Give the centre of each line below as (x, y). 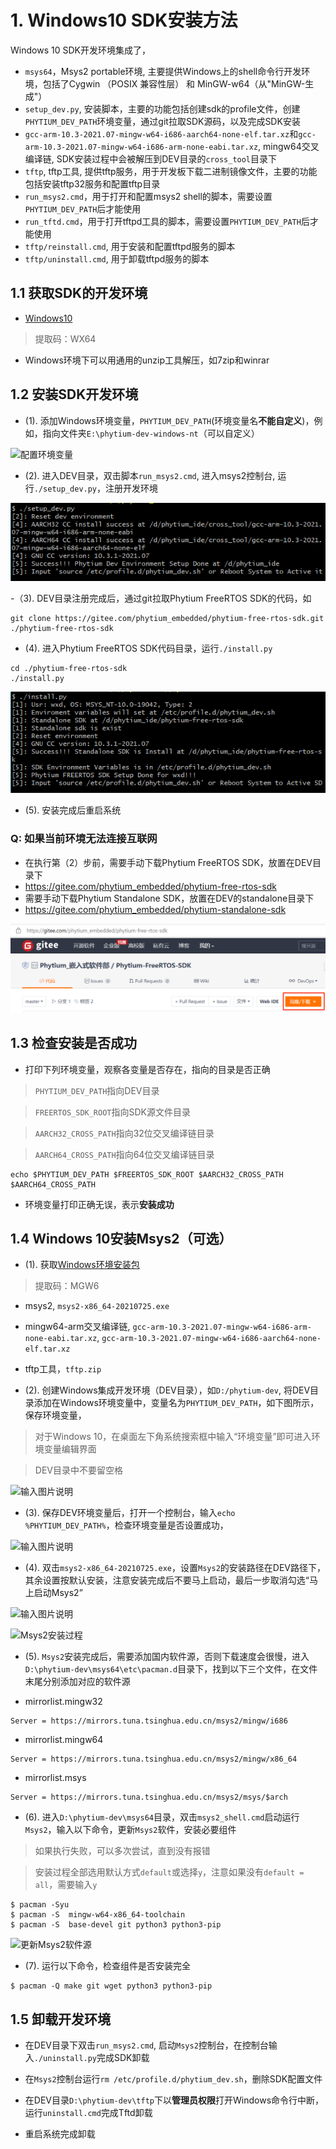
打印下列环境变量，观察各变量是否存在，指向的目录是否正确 (147, 1069)
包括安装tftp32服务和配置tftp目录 (92, 183)
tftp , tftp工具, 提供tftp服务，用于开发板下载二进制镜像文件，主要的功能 (171, 171)
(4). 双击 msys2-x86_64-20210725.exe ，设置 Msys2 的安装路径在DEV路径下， (175, 1568)
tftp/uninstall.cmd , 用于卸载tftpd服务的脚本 (117, 258)
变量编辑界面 (70, 1449)
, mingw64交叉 (289, 146)
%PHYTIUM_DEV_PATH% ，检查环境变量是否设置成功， (126, 1525)
